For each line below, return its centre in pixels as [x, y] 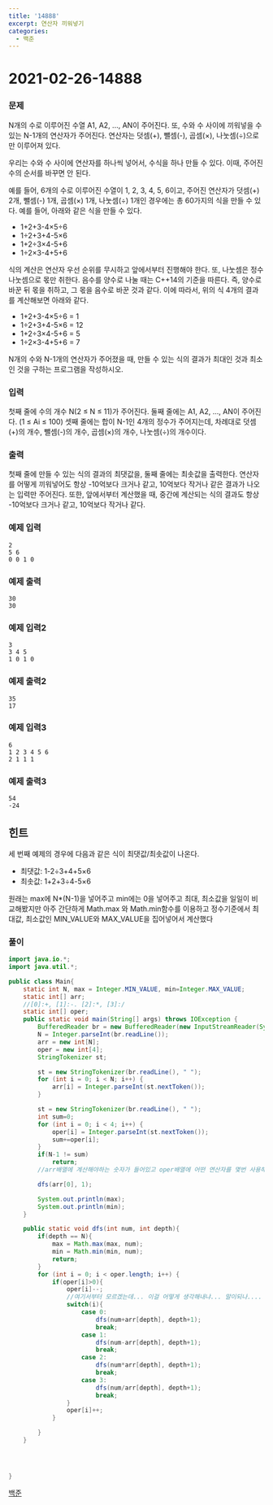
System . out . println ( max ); [82, 1199]
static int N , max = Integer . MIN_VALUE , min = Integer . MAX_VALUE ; [134, 989]
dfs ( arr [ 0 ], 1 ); [65, 1184]
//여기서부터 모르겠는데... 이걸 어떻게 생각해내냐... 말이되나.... [164, 1297]
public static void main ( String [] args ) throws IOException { [130, 1019]
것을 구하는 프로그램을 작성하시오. [70, 369]
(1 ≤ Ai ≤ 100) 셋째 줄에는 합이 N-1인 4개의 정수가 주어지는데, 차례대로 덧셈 [138, 422]
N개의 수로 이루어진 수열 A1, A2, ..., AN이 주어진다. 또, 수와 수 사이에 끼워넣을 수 [135, 125]
